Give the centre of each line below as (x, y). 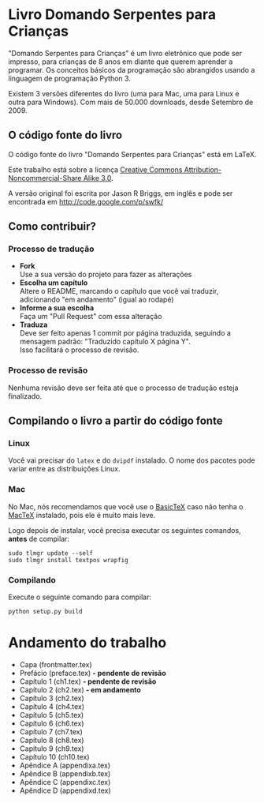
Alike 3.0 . (99, 178)
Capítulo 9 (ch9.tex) (52, 749)
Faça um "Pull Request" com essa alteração (91, 317)
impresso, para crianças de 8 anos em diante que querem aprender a (121, 62)
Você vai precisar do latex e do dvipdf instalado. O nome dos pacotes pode (132, 460)
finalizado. (25, 396)
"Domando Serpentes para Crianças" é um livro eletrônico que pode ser (125, 53)
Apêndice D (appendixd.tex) (65, 790)
